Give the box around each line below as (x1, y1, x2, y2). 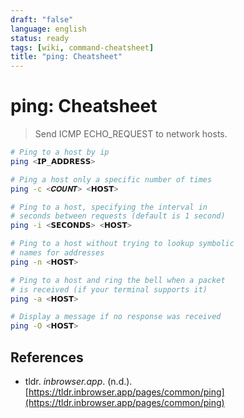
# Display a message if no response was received (10, 312, 222, 322)
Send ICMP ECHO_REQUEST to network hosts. (34, 128, 228, 140)
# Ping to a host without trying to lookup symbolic (10, 239, 235, 249)
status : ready (10, 33, 70, 43)
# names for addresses (10, 248, 105, 258)
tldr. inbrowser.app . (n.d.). (24, 376, 133, 387)
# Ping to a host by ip (10, 147, 110, 158)
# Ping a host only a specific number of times (10, 174, 213, 185)
